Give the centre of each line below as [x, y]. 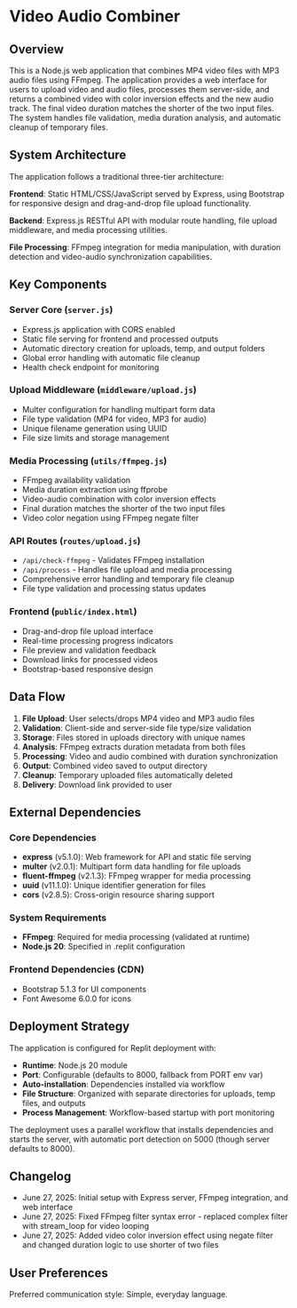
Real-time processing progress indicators [98, 640]
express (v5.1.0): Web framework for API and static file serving [137, 857]
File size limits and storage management [96, 437]
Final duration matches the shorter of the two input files [124, 509]
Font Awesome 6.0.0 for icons [76, 999]
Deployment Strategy [70, 1027]
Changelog [40, 1176]
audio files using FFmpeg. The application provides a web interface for [138, 80]
